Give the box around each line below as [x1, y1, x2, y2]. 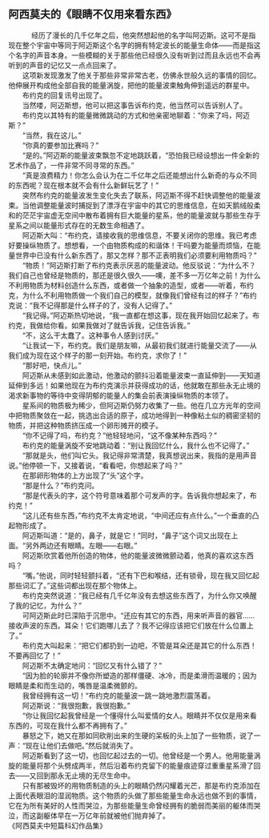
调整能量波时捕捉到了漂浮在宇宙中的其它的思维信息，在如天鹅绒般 [35, 200, 254, 210]
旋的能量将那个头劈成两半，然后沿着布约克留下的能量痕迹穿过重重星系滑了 [8, 760, 254, 770]
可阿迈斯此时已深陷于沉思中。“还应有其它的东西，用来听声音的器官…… [22, 611, 255, 620]
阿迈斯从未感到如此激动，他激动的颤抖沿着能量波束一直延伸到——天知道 [22, 371, 261, 380]
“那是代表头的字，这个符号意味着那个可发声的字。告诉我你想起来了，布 [22, 491, 258, 500]
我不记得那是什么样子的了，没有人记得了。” [32, 300, 173, 310]
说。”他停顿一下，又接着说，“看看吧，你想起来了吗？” [8, 460, 183, 470]
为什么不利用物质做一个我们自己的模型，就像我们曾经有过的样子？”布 [22, 291, 251, 300]
